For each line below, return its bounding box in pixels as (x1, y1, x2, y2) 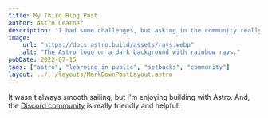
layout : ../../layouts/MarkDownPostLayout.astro (8, 70, 173, 78)
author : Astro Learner (8, 19, 84, 27)
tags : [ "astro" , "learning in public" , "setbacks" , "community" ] (8, 63, 231, 71)
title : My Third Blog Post (8, 11, 98, 20)
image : (8, 33, 30, 42)
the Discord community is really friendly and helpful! (8, 101, 181, 110)
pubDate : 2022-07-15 (8, 56, 77, 64)
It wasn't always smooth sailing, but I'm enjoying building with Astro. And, (8, 92, 250, 101)
